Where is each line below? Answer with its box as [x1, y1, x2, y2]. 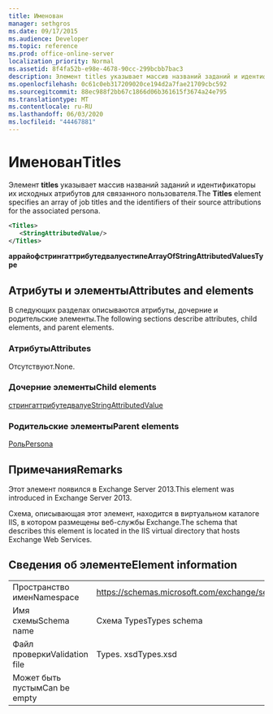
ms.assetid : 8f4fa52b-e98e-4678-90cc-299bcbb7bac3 [8, 65, 184, 73]
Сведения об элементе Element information [8, 558, 238, 572]
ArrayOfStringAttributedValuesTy [147, 252, 264, 261]
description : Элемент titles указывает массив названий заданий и [8, 72, 238, 81]
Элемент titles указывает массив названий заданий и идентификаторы [8, 180, 256, 190]
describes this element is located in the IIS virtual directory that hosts [8, 526, 240, 536]
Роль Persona [8, 439, 54, 449]
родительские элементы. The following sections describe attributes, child [8, 314, 258, 324]
